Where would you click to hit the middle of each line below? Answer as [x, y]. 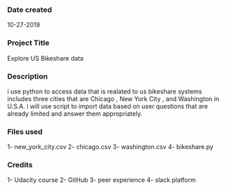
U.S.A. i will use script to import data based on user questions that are [107, 106]
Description [28, 76]
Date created [30, 10]
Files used [25, 132]
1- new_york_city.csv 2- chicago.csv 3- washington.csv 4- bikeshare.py [111, 147]
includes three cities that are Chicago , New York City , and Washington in [113, 98]
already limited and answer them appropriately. [75, 114]
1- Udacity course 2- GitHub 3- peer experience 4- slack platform [102, 180]
